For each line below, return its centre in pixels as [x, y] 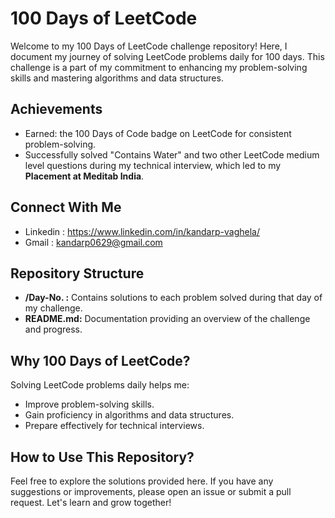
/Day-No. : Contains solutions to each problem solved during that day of [173, 298]
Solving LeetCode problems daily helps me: [100, 385]
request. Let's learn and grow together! [91, 502]
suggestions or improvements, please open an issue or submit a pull [151, 491]
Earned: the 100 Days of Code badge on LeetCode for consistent [158, 133]
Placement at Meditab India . [84, 176]
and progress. [53, 329]
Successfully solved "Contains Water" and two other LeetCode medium [172, 154]
